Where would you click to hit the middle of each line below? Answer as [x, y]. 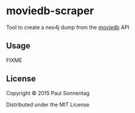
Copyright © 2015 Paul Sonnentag [48, 93]
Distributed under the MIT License [48, 104]
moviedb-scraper [50, 11]
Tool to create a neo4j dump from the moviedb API [68, 27]
